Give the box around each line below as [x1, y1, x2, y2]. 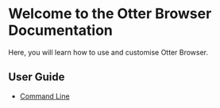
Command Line [19, 91, 70, 101]
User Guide [8, 70, 65, 84]
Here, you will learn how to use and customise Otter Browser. [8, 47, 209, 57]
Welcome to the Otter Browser [8, 5, 212, 23]
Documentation [8, 21, 114, 39]
